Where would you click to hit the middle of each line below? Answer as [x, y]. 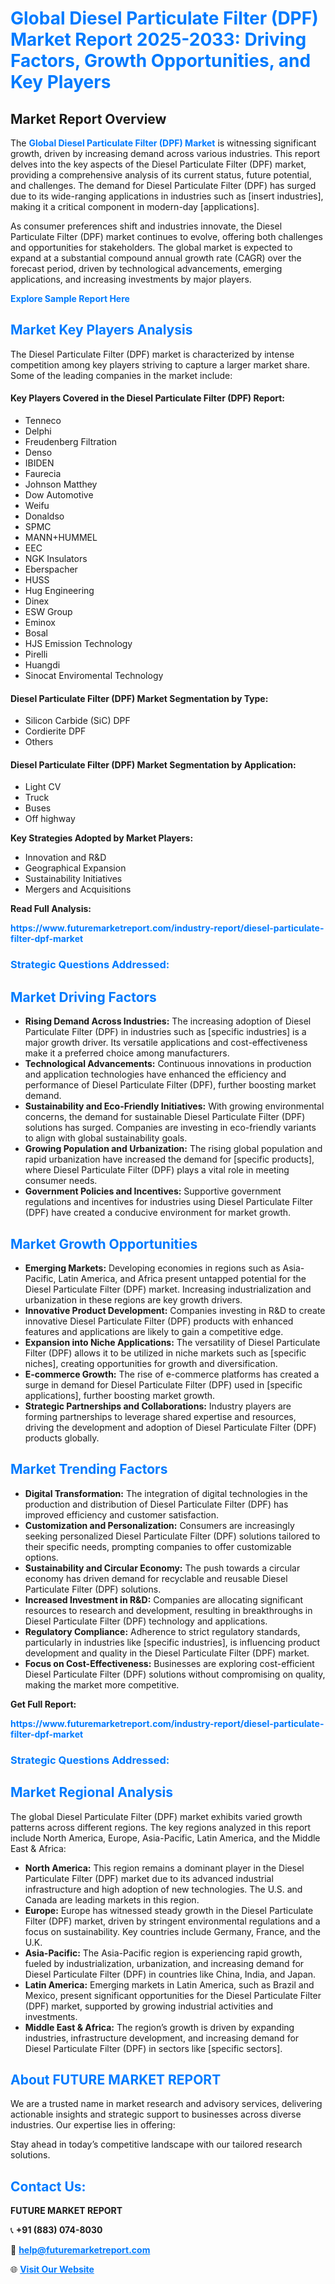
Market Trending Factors [89, 1469]
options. [41, 1557]
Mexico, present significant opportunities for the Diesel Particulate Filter [173, 1995]
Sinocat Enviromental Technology [94, 676]
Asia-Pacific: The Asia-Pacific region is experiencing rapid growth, [163, 1953]
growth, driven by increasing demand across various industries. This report [165, 153]
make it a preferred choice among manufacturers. [127, 1053]
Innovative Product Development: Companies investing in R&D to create [175, 1310]
